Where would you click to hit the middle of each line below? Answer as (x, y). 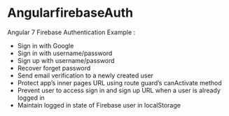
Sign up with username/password (66, 60)
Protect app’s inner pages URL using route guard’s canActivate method (119, 82)
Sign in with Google (46, 45)
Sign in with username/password (65, 53)
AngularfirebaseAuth (70, 13)
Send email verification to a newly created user (85, 75)
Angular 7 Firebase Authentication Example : (71, 32)
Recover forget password (54, 68)
